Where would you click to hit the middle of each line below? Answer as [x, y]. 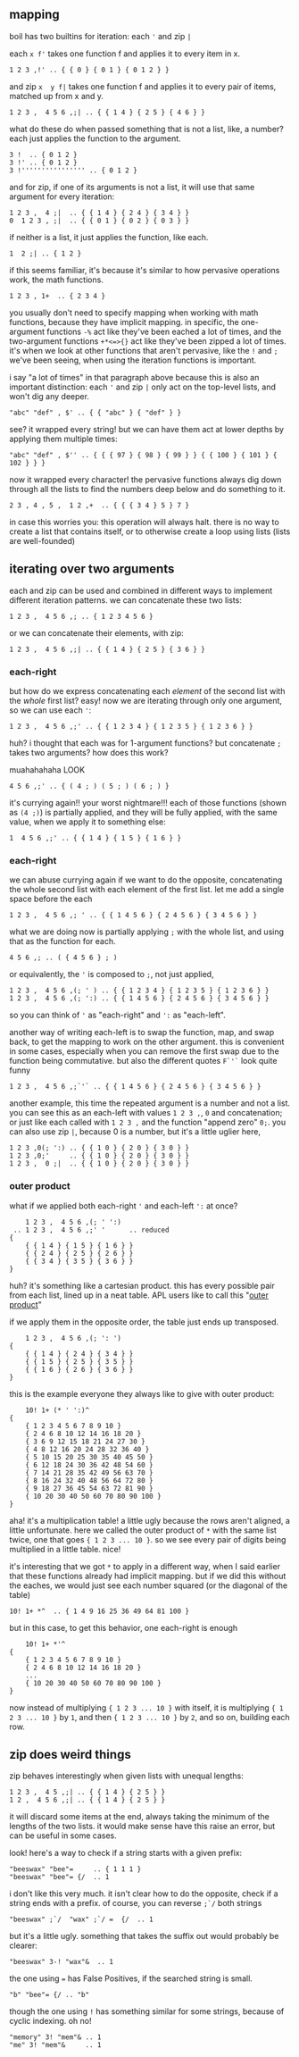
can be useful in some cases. [63, 1835]
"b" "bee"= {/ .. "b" [50, 1995]
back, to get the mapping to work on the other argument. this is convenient [147, 1042]
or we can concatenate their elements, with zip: [97, 632]
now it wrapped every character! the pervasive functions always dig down [145, 479]
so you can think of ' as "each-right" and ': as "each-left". [117, 1015]
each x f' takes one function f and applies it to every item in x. [125, 54]
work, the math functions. [57, 280]
